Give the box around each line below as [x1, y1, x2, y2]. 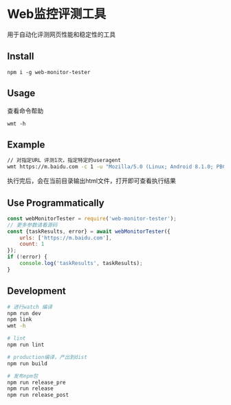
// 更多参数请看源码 [7, 221, 58, 229]
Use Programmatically [7, 197, 104, 209]
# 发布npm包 [7, 372, 38, 380]
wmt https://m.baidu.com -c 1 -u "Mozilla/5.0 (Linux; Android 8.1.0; [7, 163, 214, 170]
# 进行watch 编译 [7, 303, 53, 310]
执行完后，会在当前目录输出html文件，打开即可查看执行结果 [7, 176, 177, 185]
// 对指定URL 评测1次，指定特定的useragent [7, 157, 122, 164]
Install [7, 51, 34, 62]
